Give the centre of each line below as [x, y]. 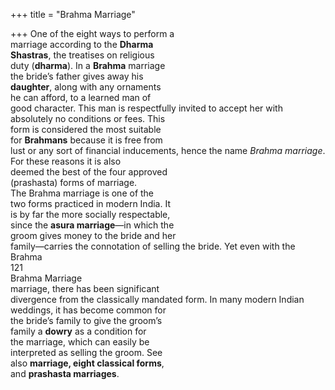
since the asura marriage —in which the [92, 225]
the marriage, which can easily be [80, 342]
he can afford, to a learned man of [81, 97]
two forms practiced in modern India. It [90, 203]
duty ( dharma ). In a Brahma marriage [88, 65]
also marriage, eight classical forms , [87, 363]
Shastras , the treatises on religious [82, 55]
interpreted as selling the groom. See [86, 352]
